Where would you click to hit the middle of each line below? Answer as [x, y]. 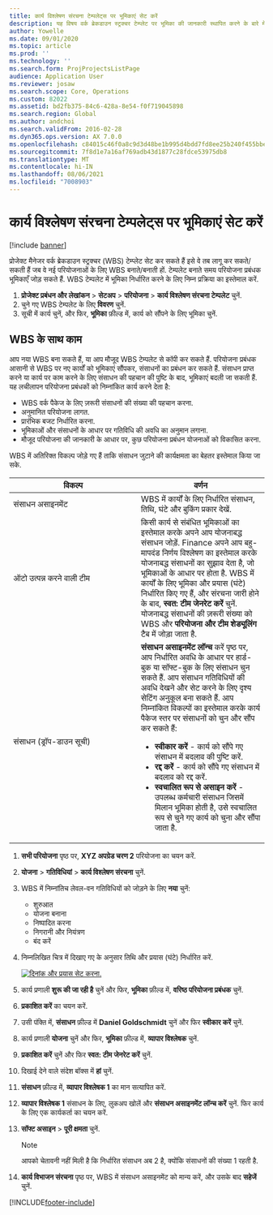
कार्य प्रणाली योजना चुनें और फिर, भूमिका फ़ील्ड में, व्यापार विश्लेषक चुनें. [110, 1038]
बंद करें [42, 941]
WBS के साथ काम [46, 340]
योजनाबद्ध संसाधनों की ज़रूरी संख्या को [197, 614]
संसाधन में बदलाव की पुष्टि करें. [199, 756]
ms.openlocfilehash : [44, 144]
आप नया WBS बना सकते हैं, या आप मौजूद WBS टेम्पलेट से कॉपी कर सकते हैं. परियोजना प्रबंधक [133, 359]
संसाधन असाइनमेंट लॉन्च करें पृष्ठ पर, [195, 647]
